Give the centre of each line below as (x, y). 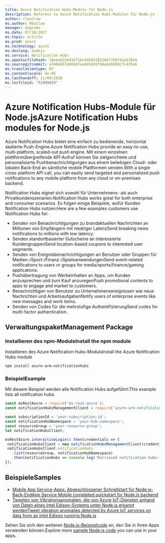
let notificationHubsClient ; (35, 431)
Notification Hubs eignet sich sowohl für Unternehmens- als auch (71, 192)
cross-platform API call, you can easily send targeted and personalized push (82, 173)
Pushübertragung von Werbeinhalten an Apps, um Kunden (71, 275)
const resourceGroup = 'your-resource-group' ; (54, 426)
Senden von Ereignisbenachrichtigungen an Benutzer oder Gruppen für (84, 254)
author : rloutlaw (23, 19)
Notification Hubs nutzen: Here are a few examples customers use (72, 208)
